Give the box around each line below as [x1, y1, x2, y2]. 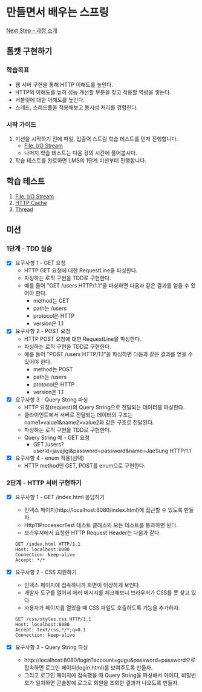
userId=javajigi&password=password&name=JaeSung [33, 447, 169, 454]
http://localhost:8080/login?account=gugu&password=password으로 [24, 656, 196, 664]
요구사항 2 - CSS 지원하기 [15, 568, 77, 576]
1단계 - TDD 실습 [6, 244, 53, 253]
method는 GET [33, 297, 70, 304]
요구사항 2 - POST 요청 [15, 328, 71, 335]
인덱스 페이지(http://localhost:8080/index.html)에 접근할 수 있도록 [24, 506, 183, 514]
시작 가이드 [6, 120, 37, 129]
